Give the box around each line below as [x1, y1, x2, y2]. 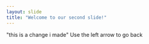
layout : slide [6, 8, 42, 15]
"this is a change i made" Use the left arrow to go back [6, 31, 143, 38]
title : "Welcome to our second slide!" [6, 14, 107, 20]
